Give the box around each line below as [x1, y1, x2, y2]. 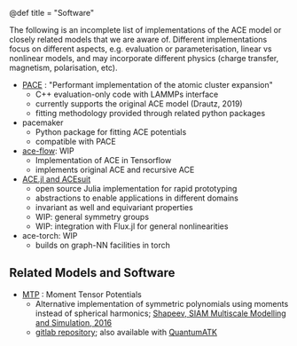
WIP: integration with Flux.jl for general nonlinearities [35, 221, 229, 232]
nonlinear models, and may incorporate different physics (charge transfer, [9, 53, 279, 63]
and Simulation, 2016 [35, 317, 113, 327]
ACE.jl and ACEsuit [21, 174, 91, 185]
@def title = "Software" [9, 8, 95, 18]
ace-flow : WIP [21, 145, 74, 156]
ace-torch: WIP [21, 231, 78, 240]
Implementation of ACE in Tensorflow [35, 155, 172, 165]
